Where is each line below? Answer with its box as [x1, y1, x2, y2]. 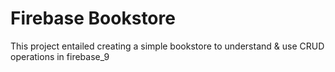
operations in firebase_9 [10, 50, 110, 62]
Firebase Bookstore [10, 7, 176, 30]
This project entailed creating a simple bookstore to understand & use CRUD [10, 40, 325, 52]
